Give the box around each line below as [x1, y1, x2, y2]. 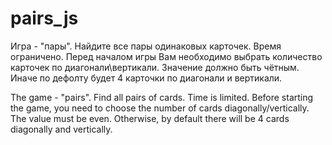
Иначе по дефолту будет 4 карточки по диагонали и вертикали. [10, 72, 283, 84]
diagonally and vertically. [10, 123, 113, 135]
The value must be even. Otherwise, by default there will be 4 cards [10, 112, 290, 124]
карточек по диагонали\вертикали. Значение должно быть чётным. [10, 61, 300, 73]
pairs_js [10, 7, 79, 30]
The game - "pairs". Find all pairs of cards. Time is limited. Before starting [10, 91, 314, 103]
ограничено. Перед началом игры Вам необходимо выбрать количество [10, 50, 323, 62]
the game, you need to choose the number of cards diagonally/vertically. [10, 102, 310, 114]
